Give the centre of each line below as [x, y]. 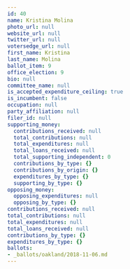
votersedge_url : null [39, 46]
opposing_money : [31, 190]
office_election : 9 [36, 72]
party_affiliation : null [43, 111]
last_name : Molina [34, 60]
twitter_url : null [34, 40]
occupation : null [32, 105]
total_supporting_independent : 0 [62, 157]
